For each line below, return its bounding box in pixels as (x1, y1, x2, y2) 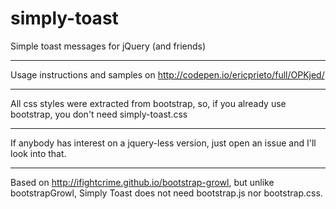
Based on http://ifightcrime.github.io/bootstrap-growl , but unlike (10, 176, 275, 188)
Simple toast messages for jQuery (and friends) (10, 40, 207, 52)
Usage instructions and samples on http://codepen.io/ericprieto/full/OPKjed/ (10, 68, 325, 81)
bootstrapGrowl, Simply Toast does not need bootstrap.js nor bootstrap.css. (10, 187, 323, 199)
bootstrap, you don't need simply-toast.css (10, 108, 188, 120)
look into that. (10, 147, 67, 159)
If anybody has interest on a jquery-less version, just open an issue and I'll (10, 137, 317, 149)
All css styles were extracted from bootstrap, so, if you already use (10, 97, 287, 109)
